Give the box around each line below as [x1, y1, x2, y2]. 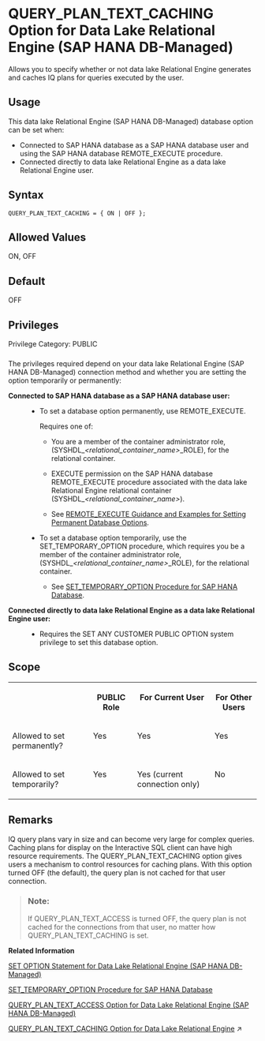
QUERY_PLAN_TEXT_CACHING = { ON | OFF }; [8, 209, 147, 217]
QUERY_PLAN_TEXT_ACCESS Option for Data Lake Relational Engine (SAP [8, 1000, 249, 1009]
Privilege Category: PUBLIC [8, 339, 98, 348]
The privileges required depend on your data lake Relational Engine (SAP [8, 358, 244, 368]
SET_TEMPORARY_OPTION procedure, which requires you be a [39, 541, 245, 551]
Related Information [8, 946, 75, 955]
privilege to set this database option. [39, 637, 159, 647]
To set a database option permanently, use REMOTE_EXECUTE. [39, 406, 246, 415]
